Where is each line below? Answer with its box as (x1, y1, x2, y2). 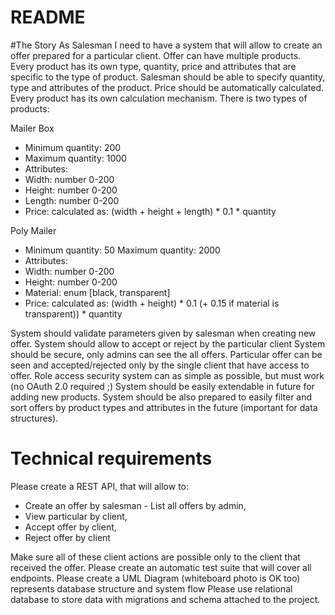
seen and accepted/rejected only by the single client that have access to (10, 359, 310, 371)
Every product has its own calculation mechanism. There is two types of (10, 92, 308, 104)
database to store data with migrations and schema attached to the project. (10, 593, 321, 605)
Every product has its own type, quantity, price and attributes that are (10, 60, 297, 72)
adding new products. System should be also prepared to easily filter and (10, 391, 313, 403)
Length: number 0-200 (24, 194, 120, 206)
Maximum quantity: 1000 (24, 152, 127, 164)
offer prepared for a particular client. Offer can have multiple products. (10, 49, 302, 61)
